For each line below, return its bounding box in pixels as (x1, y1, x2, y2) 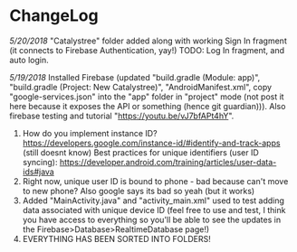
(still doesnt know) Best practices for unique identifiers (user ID (22, 146, 260, 158)
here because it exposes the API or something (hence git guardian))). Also (9, 100, 286, 111)
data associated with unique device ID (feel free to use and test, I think (22, 204, 286, 215)
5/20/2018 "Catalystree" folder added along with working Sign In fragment (9, 35, 287, 46)
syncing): (22, 156, 58, 167)
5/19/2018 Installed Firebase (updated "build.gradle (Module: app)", (9, 71, 261, 82)
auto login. (9, 54, 49, 65)
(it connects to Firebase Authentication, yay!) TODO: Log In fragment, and (9, 44, 285, 55)
